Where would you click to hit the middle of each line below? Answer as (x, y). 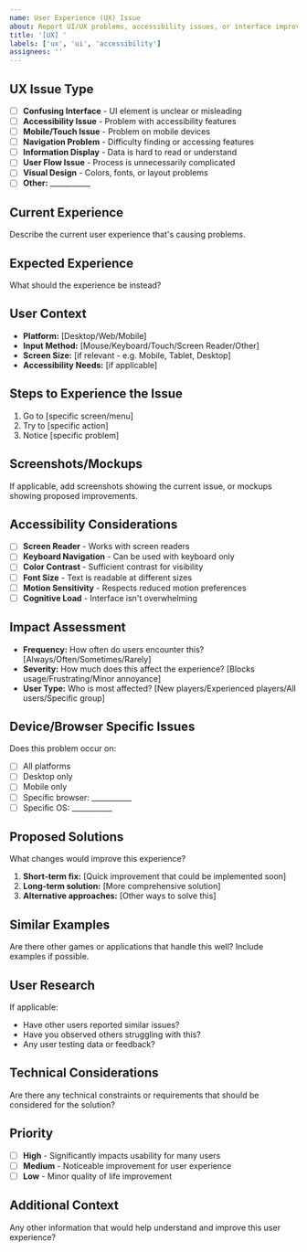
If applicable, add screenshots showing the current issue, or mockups (141, 486)
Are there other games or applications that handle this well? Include (137, 947)
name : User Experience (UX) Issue (75, 18)
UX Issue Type (52, 89)
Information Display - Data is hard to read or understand (130, 153)
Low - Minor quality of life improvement (97, 1176)
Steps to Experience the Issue (96, 394)
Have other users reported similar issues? (101, 1025)
